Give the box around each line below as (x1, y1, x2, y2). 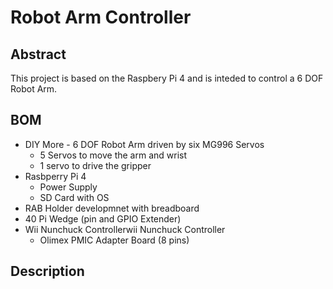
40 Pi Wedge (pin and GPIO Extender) (24, 212, 182, 225)
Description (10, 263, 85, 280)
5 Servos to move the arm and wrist (39, 149, 188, 161)
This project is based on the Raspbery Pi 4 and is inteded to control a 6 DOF (10, 72, 324, 84)
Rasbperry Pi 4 (24, 170, 87, 182)
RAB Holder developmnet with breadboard (24, 202, 200, 214)
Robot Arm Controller (10, 6, 192, 29)
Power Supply (39, 181, 98, 193)
